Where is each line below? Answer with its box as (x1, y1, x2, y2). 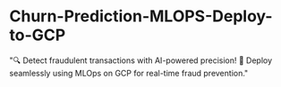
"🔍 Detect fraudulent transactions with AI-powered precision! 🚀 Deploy (9, 55, 273, 66)
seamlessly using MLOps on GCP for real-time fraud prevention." (9, 67, 249, 78)
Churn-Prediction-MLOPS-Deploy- (9, 6, 273, 27)
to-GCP (9, 25, 66, 45)
